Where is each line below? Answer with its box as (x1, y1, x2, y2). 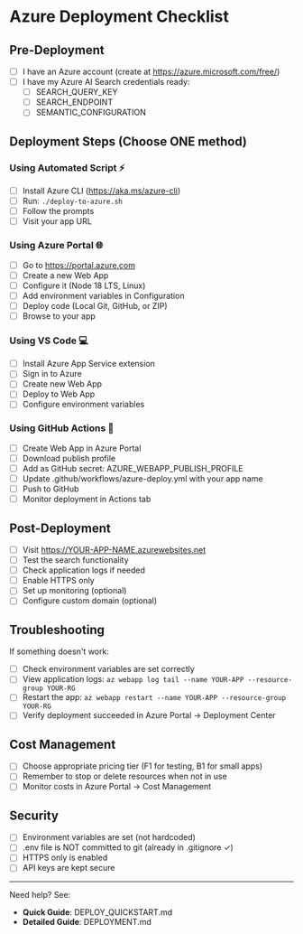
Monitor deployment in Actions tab (22, 494, 151, 505)
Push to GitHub (22, 483, 79, 494)
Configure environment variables (22, 399, 145, 410)
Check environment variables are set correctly (22, 664, 196, 675)
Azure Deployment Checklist (9, 6, 230, 27)
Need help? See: (9, 889, 71, 900)
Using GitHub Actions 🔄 (9, 422, 115, 434)
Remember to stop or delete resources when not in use (22, 771, 227, 782)
